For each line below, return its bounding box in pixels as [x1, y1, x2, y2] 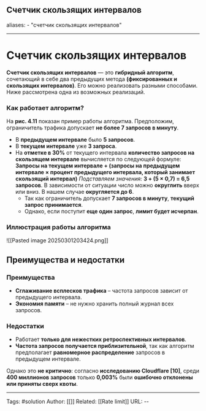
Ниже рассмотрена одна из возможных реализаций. [6, 88, 145, 96]
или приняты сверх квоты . [6, 380, 78, 388]
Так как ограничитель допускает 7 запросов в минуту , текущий [24, 194, 195, 202]
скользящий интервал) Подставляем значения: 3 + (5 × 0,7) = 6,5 [15, 175, 190, 183]
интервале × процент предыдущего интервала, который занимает [15, 169, 196, 176]
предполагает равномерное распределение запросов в [15, 349, 166, 356]
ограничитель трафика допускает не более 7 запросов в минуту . [6, 124, 179, 131]
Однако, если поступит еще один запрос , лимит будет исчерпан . [24, 208, 199, 215]
